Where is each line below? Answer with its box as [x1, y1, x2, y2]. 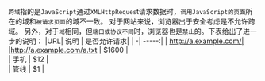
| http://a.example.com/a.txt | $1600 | [8, 46, 129, 54]
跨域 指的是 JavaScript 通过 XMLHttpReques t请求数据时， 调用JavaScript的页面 [8, 7, 246, 16]
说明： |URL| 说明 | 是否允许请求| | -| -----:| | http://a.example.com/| [21, 36, 244, 46]
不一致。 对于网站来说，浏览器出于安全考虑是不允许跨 [79, 17, 255, 26]
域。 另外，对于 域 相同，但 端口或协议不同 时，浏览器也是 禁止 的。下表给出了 [8, 27, 244, 35]
